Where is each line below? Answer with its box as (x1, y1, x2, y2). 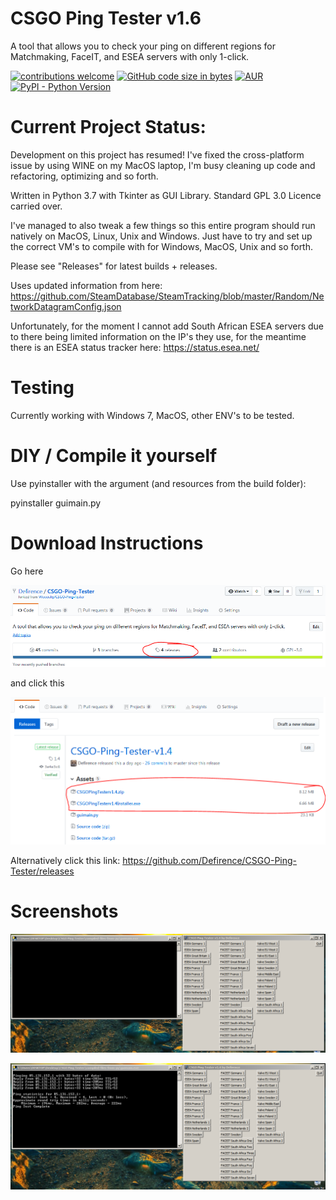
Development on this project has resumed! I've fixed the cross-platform (10, 148, 305, 161)
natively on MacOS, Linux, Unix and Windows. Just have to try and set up (10, 230, 313, 242)
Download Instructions (10, 532, 204, 554)
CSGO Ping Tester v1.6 (10, 7, 202, 30)
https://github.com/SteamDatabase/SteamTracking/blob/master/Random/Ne (10, 290, 325, 302)
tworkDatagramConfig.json (10, 300, 122, 312)
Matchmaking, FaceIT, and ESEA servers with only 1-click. (10, 50, 250, 62)
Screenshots (10, 900, 119, 922)
